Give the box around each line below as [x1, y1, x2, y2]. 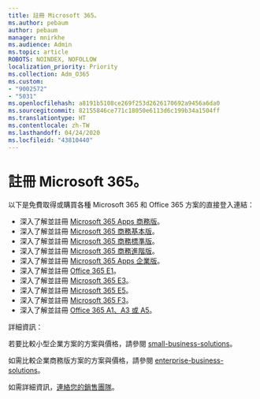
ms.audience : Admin [8, 41, 72, 49]
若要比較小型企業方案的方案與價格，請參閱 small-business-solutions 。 [8, 339, 237, 349]
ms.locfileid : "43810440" [8, 136, 93, 144]
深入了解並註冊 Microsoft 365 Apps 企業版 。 [19, 256, 164, 266]
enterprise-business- [154, 356, 225, 365]
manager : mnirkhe [8, 33, 65, 42]
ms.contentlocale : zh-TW [8, 121, 90, 129]
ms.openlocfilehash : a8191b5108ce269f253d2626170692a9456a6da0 [8, 99, 221, 107]
